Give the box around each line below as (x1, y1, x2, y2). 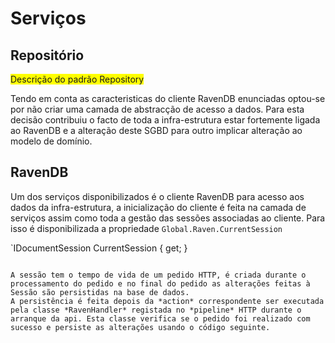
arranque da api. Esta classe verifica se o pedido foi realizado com (10, 313, 311, 324)
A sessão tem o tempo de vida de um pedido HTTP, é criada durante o (10, 270, 307, 280)
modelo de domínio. (10, 135, 93, 147)
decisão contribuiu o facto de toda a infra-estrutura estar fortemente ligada (10, 114, 321, 126)
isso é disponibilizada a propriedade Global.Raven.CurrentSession (10, 222, 283, 234)
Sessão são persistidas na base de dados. (10, 287, 190, 297)
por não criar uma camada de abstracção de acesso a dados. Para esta (10, 103, 305, 115)
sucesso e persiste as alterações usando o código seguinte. (10, 322, 271, 332)
